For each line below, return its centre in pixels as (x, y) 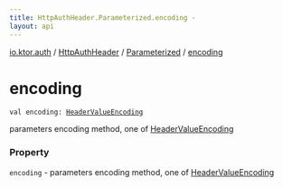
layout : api (32, 26)
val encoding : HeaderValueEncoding (76, 112)
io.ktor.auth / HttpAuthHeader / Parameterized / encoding (116, 51)
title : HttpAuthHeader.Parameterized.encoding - (103, 18)
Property (29, 153)
